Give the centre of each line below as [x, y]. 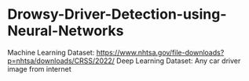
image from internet [39, 69]
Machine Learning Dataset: [51, 52]
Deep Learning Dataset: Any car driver [179, 61]
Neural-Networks [66, 31]
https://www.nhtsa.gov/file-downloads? [160, 52]
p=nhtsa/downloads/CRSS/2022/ [61, 61]
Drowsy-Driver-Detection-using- [117, 14]
